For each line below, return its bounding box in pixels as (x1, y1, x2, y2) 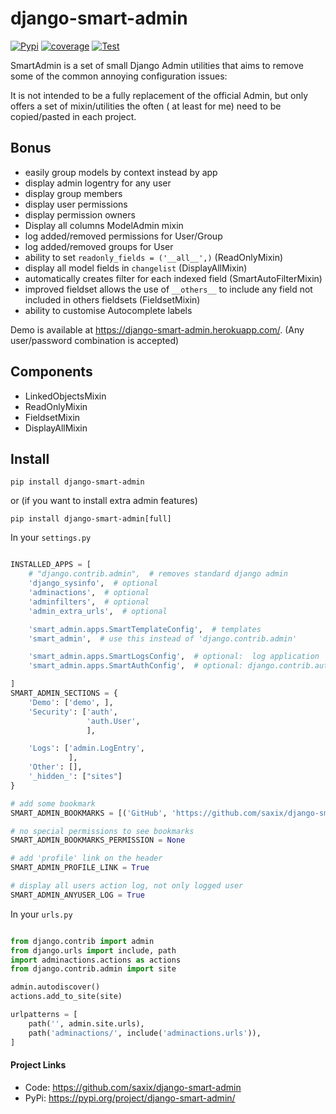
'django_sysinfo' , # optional (28, 578, 159, 589)
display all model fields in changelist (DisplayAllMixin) (24, 262, 248, 274)
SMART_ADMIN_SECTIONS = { (10, 688, 118, 698)
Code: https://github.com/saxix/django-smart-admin (24, 1081, 242, 1093)
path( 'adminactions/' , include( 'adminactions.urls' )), (28, 1028, 262, 1038)
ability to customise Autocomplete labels (24, 304, 193, 316)
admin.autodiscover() (10, 982, 101, 992)
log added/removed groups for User (24, 240, 174, 252)
